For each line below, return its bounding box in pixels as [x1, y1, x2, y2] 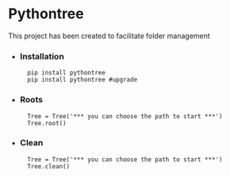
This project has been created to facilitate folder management [8, 31, 210, 40]
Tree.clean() [27, 162, 71, 171]
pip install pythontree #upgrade [27, 76, 138, 84]
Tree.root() [27, 119, 67, 127]
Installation [19, 51, 65, 62]
